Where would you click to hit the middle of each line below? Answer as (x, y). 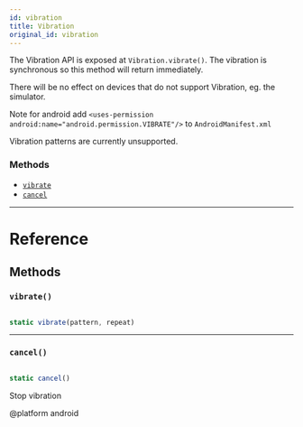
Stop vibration (35, 395)
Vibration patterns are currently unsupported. (94, 142)
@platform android (44, 413)
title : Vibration (42, 26)
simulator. (28, 97)
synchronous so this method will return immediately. (106, 70)
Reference (49, 239)
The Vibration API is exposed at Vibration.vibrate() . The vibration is (138, 60)
